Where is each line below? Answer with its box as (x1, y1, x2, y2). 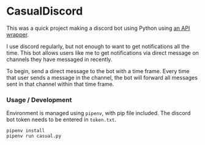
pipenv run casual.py (6, 133, 62, 140)
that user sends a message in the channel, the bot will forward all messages (6, 74, 198, 81)
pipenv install (6, 128, 45, 134)
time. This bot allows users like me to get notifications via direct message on (6, 49, 199, 56)
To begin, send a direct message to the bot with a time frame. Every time (6, 67, 190, 74)
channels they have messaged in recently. (6, 55, 113, 63)
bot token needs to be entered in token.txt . (6, 116, 116, 123)
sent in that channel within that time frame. (6, 80, 114, 88)
